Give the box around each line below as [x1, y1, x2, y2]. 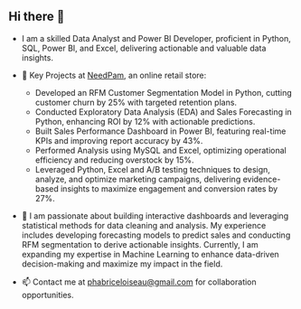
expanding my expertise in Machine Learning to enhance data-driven [21, 248, 279, 259]
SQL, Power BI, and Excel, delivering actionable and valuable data [21, 42, 267, 53]
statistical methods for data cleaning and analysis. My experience [21, 220, 267, 230]
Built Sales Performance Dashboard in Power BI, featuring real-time [34, 126, 287, 136]
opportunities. [21, 289, 74, 300]
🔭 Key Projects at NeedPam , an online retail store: [21, 70, 207, 80]
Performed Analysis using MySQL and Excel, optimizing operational [34, 145, 287, 155]
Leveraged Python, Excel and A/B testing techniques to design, [34, 164, 270, 174]
